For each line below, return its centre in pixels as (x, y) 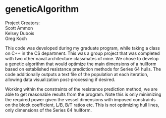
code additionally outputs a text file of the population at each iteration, (77, 74)
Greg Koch (16, 39)
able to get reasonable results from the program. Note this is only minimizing (83, 94)
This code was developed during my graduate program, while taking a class (83, 48)
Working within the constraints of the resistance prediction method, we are (81, 89)
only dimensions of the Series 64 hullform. (49, 110)
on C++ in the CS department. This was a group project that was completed (83, 53)
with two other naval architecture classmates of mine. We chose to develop (82, 58)
